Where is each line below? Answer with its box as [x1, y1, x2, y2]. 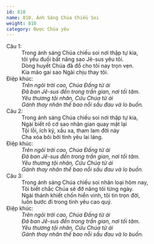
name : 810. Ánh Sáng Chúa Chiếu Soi [6, 15, 99, 21]
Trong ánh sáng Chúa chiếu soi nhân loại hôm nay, [21, 179, 149, 186]
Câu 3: [6, 172, 23, 180]
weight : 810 [6, 20, 37, 26]
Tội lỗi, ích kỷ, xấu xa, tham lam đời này [21, 127, 120, 134]
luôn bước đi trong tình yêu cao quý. [21, 198, 113, 206]
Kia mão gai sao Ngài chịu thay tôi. [21, 68, 108, 76]
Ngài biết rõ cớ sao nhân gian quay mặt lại [21, 120, 127, 128]
